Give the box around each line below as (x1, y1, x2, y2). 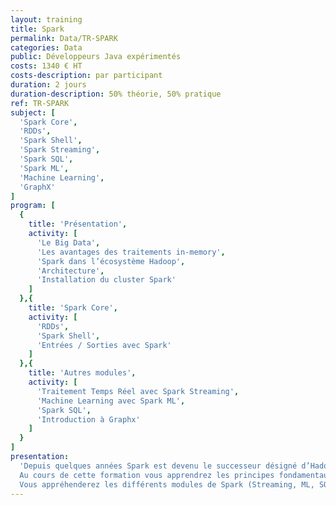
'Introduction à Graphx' (36, 414, 141, 425)
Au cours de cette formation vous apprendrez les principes (19, 470, 275, 480)
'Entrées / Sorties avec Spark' (36, 340, 172, 350)
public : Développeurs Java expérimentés (10, 52, 182, 62)
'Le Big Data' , (36, 237, 101, 248)
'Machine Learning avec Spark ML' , (36, 396, 186, 406)
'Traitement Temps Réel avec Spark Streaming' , (36, 386, 240, 396)
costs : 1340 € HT (10, 61, 83, 71)
